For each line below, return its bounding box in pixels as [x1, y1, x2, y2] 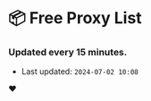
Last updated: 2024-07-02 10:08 [21, 66, 139, 77]
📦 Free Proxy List [8, 8, 142, 29]
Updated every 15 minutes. [8, 46, 128, 59]
